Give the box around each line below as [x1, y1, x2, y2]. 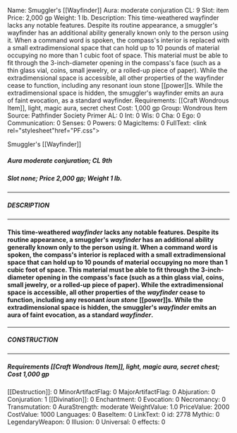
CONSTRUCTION [7, 335, 59, 344]
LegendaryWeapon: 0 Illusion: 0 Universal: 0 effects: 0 [7, 417, 166, 427]
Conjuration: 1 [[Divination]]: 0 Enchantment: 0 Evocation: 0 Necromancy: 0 [7, 396, 226, 404]
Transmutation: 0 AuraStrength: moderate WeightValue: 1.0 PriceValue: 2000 [7, 403, 230, 411]
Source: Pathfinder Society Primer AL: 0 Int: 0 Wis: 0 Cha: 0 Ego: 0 [7, 111, 201, 120]
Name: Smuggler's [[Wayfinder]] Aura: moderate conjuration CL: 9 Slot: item [7, 6, 229, 14]
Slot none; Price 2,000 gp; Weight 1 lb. [7, 173, 122, 183]
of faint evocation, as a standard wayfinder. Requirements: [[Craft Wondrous [7, 96, 229, 105]
